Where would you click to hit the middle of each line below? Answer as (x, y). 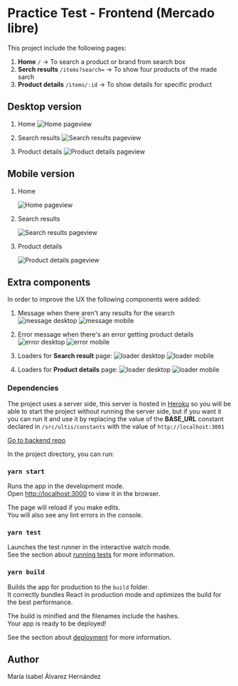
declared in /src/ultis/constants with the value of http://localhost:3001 (116, 426)
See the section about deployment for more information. (90, 637)
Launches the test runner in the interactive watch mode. (90, 547)
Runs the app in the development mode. (66, 486)
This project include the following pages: (67, 48)
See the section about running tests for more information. (91, 555)
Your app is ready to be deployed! (57, 623)
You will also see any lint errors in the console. (75, 514)
